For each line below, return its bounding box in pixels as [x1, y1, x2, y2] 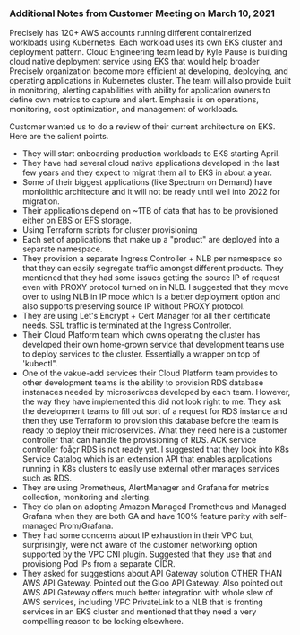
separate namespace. [21, 243, 103, 254]
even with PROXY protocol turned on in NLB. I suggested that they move [21, 282, 289, 293]
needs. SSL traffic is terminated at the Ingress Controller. [21, 320, 232, 331]
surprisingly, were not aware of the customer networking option [21, 540, 258, 551]
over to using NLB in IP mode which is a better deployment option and [21, 291, 280, 303]
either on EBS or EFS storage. [21, 215, 133, 226]
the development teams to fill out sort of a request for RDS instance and [21, 406, 288, 417]
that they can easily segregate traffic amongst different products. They [21, 263, 284, 274]
